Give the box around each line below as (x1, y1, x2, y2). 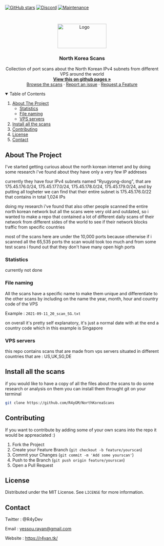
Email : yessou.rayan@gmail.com (5, 526, 72, 532)
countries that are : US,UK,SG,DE (5, 354, 72, 359)
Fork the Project (12, 442, 45, 447)
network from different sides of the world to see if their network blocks (5, 219, 148, 225)
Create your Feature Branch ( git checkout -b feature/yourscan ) (12, 446, 143, 452)
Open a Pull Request (12, 462, 54, 468)
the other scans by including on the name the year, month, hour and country (5, 296, 159, 302)
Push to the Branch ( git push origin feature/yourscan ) (12, 457, 125, 463)
